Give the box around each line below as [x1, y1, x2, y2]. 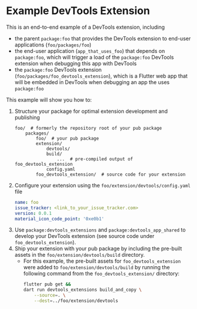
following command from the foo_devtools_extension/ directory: [23, 270, 180, 277]
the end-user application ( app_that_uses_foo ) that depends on [14, 47, 165, 54]
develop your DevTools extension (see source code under [14, 233, 155, 240]
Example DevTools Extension [6, 4, 151, 18]
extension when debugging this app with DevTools [14, 60, 137, 67]
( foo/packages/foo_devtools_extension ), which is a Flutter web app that [14, 72, 188, 79]
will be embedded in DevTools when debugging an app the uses [14, 78, 170, 86]
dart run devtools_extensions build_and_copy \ [23, 287, 142, 293]
